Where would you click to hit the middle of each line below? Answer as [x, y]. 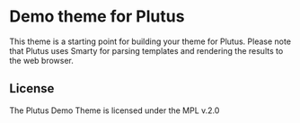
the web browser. [42, 60]
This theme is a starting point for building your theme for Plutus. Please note [150, 41]
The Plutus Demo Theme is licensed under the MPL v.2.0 [115, 110]
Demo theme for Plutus [97, 17]
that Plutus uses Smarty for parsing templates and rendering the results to [146, 50]
